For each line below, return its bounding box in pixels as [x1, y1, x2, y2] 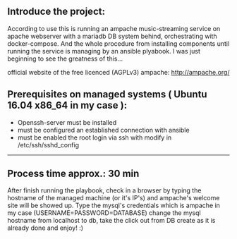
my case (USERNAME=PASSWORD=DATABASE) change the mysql [7, 209, 201, 217]
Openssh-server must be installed [17, 118, 117, 126]
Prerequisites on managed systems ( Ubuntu [7, 88, 207, 101]
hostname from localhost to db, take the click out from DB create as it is [7, 216, 216, 225]
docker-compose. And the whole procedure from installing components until [7, 39, 230, 48]
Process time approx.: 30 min [7, 168, 140, 180]
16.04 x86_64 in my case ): [7, 99, 128, 111]
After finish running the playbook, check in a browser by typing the [7, 186, 202, 195]
